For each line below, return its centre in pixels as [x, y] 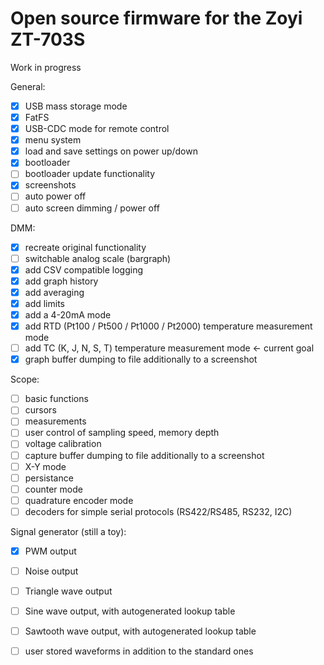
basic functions [56, 399]
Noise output [51, 571]
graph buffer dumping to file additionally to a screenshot [141, 359]
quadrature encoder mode [79, 500]
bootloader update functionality [90, 174]
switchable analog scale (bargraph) [98, 258]
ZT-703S [48, 39]
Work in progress [46, 67]
